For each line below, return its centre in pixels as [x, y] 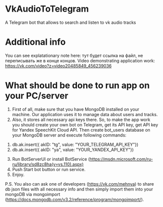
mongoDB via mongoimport [33, 194]
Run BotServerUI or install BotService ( [51, 159]
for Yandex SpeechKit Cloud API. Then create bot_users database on [81, 130]
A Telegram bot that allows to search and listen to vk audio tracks [71, 22]
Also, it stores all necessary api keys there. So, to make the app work [81, 120]
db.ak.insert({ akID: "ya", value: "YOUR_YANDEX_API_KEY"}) [73, 150]
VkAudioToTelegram [47, 9]
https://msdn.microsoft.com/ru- [121, 159]
